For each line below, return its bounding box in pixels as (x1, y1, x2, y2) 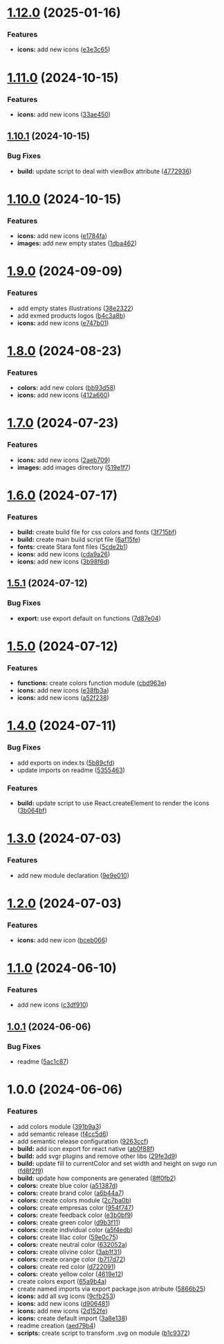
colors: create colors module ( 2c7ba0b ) (17, 1196, 132, 1205)
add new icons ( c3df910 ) (17, 1001, 88, 1009)
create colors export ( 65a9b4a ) (17, 1277, 107, 1285)
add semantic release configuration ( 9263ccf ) (17, 1137, 149, 1146)
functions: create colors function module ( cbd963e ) (17, 679, 167, 688)
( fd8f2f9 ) (17, 1166, 44, 1175)
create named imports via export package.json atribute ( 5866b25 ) (17, 1284, 206, 1293)
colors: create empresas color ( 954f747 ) (17, 1203, 134, 1211)
